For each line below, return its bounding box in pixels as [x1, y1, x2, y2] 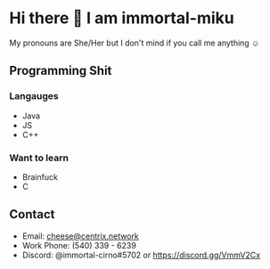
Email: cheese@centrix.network [21, 231, 140, 241]
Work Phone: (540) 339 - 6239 [21, 240, 136, 250]
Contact [9, 207, 55, 222]
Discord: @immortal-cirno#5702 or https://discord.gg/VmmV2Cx [21, 249, 261, 260]
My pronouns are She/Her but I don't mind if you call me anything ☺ [9, 37, 260, 48]
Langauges [9, 90, 60, 102]
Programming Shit [9, 63, 112, 78]
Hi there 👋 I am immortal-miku [9, 8, 234, 29]
